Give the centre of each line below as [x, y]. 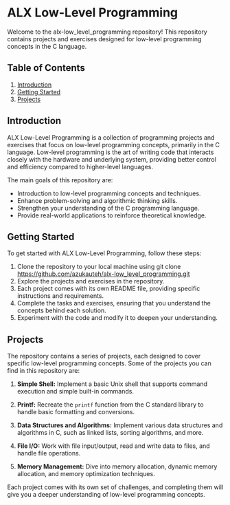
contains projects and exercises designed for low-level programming [104, 39]
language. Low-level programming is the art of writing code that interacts [111, 152]
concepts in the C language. [47, 46]
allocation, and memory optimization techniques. [86, 474]
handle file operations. [49, 453]
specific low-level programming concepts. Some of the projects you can [109, 363]
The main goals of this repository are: [60, 180]
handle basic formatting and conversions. [76, 412]
